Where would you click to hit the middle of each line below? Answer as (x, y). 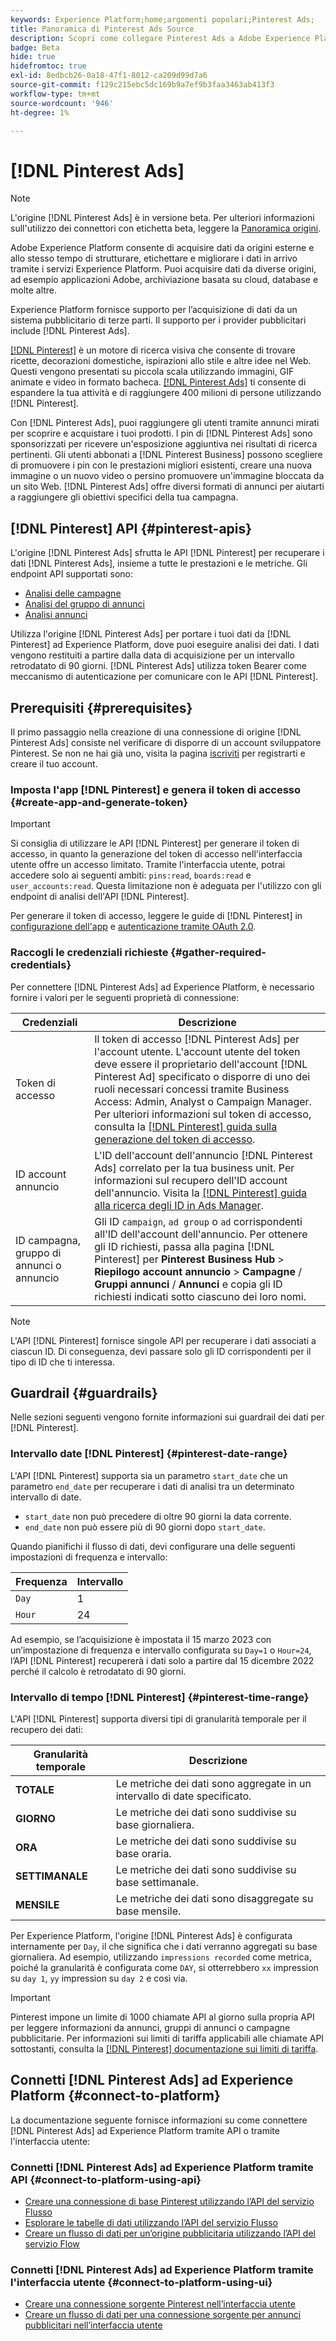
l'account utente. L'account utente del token (197, 1051)
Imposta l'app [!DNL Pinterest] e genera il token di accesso (155, 789)
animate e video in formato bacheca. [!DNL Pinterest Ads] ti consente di (158, 382)
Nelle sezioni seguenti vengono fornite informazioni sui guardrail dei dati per (167, 1417)
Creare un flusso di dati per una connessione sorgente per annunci (163, 2315)
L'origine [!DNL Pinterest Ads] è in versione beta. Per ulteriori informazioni (162, 218)
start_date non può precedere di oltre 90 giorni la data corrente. (158, 1516)
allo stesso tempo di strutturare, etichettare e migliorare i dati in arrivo (154, 258)
